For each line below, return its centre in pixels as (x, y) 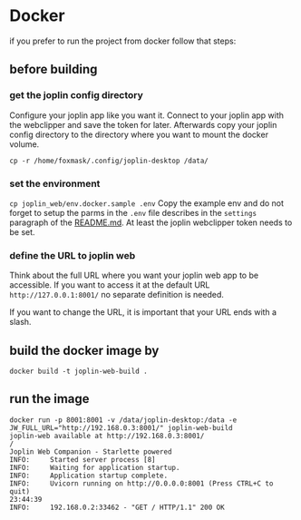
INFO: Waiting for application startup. (95, 467)
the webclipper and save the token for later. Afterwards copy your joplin (143, 124)
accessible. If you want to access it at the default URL (110, 285)
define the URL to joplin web (73, 255)
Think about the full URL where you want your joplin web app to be (134, 275)
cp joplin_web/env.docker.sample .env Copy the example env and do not (146, 203)
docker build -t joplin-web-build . (78, 372)
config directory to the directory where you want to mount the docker (139, 134)
